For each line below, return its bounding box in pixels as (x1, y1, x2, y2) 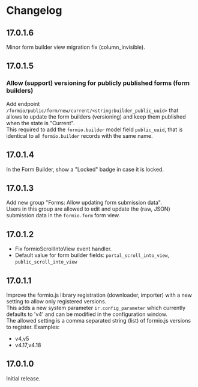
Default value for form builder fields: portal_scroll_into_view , (14, 252, 170, 259)
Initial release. (6, 374, 41, 382)
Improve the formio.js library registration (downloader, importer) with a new (6, 291, 192, 299)
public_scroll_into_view (14, 259, 77, 265)
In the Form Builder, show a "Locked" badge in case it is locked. (6, 166, 164, 173)
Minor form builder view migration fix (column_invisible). (6, 43, 146, 51)
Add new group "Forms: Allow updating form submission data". (6, 199, 162, 206)
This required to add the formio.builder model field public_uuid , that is (6, 126, 183, 133)
